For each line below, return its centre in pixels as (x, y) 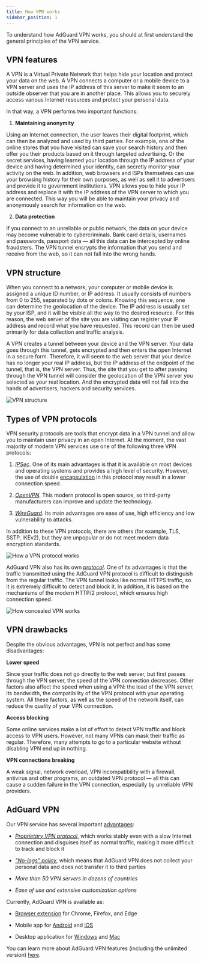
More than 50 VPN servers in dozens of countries (76, 878)
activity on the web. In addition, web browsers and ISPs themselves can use (100, 173)
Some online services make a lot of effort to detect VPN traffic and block (96, 729)
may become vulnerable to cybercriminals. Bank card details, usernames (96, 235)
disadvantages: (25, 651)
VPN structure (34, 273)
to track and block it (40, 849)
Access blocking (28, 717)
